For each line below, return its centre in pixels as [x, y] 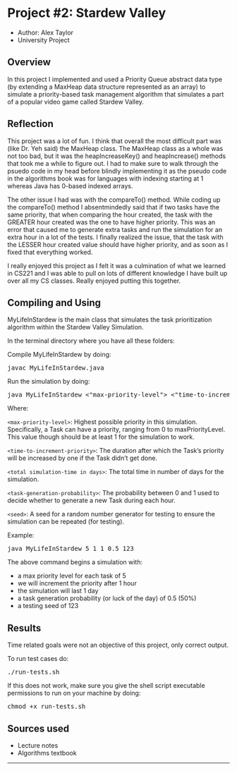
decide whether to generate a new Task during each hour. [92, 500]
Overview [29, 62]
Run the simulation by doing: [49, 382]
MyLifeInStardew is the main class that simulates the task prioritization [110, 320]
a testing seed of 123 [48, 606]
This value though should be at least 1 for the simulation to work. [101, 437]
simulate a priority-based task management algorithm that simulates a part [116, 94]
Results [24, 628]
